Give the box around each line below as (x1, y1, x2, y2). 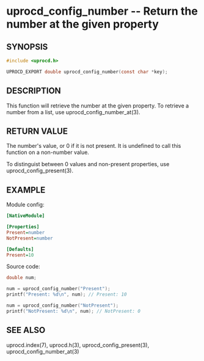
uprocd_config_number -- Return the (6, 4, 199, 18)
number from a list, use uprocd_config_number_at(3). (6, 108, 140, 115)
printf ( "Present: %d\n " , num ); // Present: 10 (6, 291, 127, 297)
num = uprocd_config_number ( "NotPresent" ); (6, 302, 119, 309)
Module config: (6, 201, 45, 208)
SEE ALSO (6, 325, 46, 335)
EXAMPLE (6, 184, 46, 195)
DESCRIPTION (6, 86, 61, 96)
